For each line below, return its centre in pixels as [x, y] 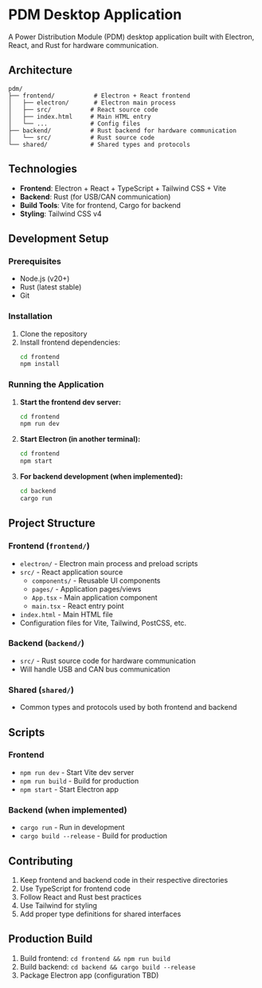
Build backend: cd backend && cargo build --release [108, 966]
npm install [39, 364]
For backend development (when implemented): [101, 477]
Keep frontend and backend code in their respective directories [124, 880]
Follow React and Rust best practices [80, 897]
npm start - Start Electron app [69, 789]
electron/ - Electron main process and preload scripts [109, 563]
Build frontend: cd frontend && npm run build [95, 958]
